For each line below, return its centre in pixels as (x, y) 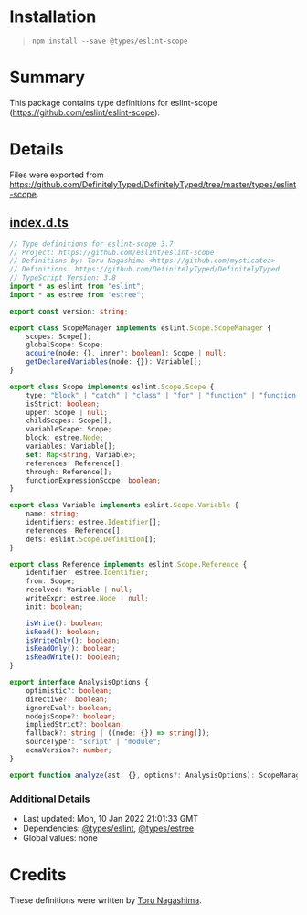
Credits (38, 875)
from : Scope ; (51, 581)
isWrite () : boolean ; (65, 623)
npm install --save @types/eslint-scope (110, 41)
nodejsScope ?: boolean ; (71, 716)
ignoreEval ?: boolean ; (69, 708)
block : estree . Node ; (65, 438)
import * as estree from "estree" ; (77, 294)
